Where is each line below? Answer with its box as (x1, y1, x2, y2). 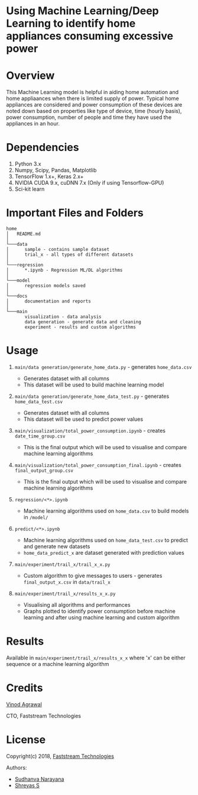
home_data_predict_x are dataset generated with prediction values (23, 549, 184, 556)
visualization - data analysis (24, 314, 102, 320)
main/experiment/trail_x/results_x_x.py (14, 591, 116, 597)
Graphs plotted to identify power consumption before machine (23, 607, 176, 614)
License (6, 733, 46, 746)
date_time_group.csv (14, 433, 66, 439)
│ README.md (6, 231, 41, 237)
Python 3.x (14, 160, 41, 168)
